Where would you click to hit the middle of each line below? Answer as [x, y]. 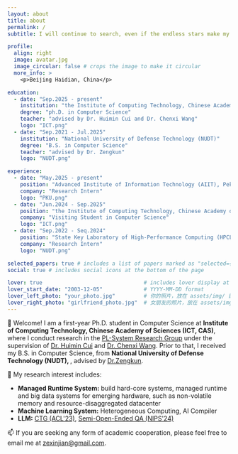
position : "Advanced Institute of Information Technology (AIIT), [120, 185]
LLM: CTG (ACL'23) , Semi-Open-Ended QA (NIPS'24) [96, 418]
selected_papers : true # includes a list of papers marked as [101, 264]
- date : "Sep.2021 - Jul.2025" [60, 132]
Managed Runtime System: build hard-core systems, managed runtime [122, 388]
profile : [20, 47]
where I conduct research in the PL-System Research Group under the [110, 337]
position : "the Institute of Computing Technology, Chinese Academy [123, 211]
